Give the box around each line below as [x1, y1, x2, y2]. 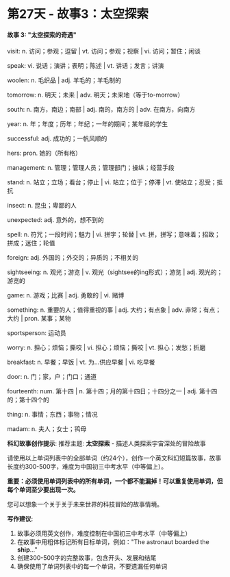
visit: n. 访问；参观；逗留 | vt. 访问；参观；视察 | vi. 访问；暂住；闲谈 [7, 47, 201, 56]
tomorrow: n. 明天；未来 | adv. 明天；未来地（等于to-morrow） [7, 90, 184, 99]
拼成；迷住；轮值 [7, 239, 55, 247]
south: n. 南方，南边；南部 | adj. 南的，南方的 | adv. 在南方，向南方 [7, 106, 196, 114]
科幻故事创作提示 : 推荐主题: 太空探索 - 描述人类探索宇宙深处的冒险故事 [7, 439, 207, 447]
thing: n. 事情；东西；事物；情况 [7, 410, 98, 419]
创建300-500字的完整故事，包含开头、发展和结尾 [16, 554, 157, 562]
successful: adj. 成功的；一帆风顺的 [7, 134, 107, 143]
